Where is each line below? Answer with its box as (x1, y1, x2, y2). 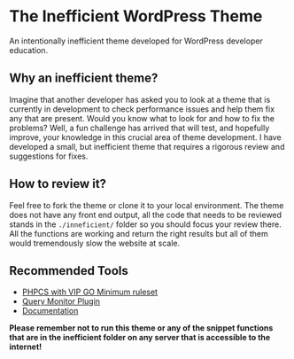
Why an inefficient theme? (9, 71, 159, 86)
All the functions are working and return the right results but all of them (9, 228, 268, 238)
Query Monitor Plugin (21, 296, 100, 307)
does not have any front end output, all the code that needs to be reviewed (9, 209, 282, 220)
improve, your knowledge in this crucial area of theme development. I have (9, 131, 282, 143)
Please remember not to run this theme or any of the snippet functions (9, 323, 274, 333)
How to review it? (9, 176, 107, 191)
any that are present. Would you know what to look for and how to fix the (9, 113, 275, 123)
